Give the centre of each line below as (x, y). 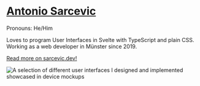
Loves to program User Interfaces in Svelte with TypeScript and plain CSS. (100, 40)
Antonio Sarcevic (51, 11)
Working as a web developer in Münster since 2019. (72, 46)
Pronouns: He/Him (30, 28)
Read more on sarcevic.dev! (42, 58)
